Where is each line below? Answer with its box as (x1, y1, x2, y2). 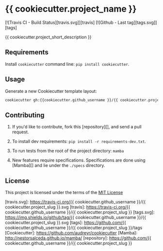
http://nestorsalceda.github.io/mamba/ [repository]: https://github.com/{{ (5, 235, 152, 241)
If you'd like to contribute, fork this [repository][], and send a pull (12, 124, 142, 130)
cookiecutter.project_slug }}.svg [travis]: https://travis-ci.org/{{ (5, 204, 130, 210)
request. (12, 129, 29, 135)
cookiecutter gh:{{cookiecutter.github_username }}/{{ (5, 97, 118, 103)
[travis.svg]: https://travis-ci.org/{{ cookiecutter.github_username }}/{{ (5, 199, 146, 205)
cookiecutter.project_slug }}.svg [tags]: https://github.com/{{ (5, 220, 127, 226)
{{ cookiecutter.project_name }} (5, 3, 137, 15)
